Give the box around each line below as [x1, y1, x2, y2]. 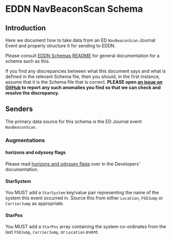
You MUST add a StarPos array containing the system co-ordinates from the [5, 224, 166, 230]
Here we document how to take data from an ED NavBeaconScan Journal [5, 37, 156, 43]
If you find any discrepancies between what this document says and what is [5, 68, 166, 74]
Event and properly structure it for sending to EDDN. [5, 43, 116, 49]
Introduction [5, 24, 46, 32]
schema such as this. [5, 58, 50, 64]
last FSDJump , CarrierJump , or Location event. [5, 229, 99, 235]
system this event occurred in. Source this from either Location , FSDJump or [5, 195, 163, 201]
